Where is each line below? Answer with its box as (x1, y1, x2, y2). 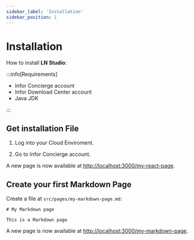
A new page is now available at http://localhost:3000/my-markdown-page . (6, 228, 189, 235)
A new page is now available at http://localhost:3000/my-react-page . (6, 162, 175, 169)
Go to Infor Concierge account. (14, 151, 91, 158)
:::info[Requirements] (6, 71, 58, 78)
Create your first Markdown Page (6, 179, 132, 190)
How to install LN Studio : (6, 59, 67, 66)
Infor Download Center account (14, 88, 92, 95)
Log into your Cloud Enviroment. (14, 139, 94, 146)
